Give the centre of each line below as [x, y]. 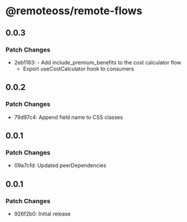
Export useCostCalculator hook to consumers [78, 69]
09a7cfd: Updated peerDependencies [60, 165]
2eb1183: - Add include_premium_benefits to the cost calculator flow [98, 62]
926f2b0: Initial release [42, 214]
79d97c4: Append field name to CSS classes [68, 117]
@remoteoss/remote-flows [74, 11]
